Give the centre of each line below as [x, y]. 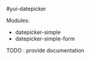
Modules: [18, 20]
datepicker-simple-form [45, 38]
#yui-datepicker [26, 9]
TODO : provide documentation [45, 50]
